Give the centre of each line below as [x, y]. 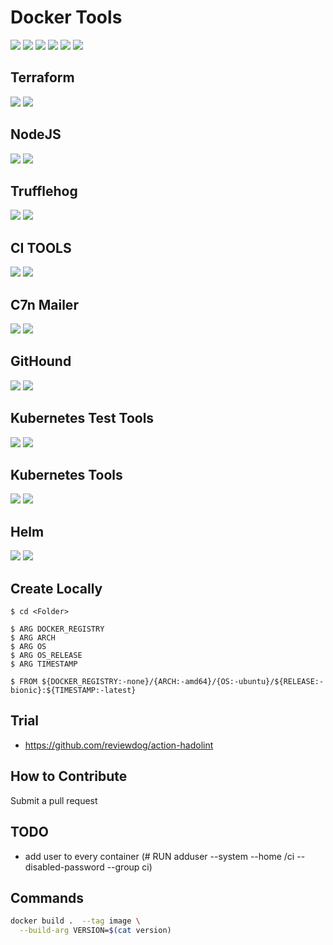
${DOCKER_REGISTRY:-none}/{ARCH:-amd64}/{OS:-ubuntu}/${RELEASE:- [183, 682]
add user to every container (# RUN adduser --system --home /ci [159, 856]
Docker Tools [66, 17]
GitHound [41, 361]
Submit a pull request [54, 800]
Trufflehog [44, 191]
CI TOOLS [41, 247]
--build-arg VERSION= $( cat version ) [95, 931]
